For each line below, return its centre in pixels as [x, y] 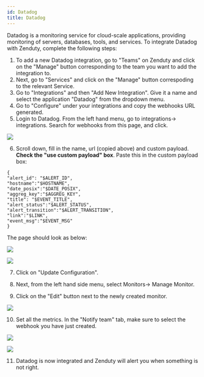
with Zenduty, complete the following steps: [62, 48]
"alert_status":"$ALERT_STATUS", [49, 205]
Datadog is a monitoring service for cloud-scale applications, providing [96, 35]
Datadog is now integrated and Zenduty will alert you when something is [107, 360]
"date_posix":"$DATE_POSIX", [44, 188]
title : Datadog [26, 18]
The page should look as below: [47, 237]
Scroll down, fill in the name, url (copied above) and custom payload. [102, 148]
